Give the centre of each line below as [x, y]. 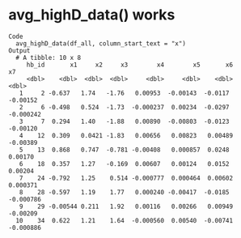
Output [19, 50]
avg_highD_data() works [92, 15]
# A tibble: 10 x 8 [49, 57]
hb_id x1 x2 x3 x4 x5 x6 [129, 65]
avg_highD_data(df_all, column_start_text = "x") [101, 43]
